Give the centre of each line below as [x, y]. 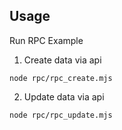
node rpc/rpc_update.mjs [61, 115]
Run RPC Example [46, 40]
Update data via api [64, 96]
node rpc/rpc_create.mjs [61, 78]
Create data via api [62, 60]
